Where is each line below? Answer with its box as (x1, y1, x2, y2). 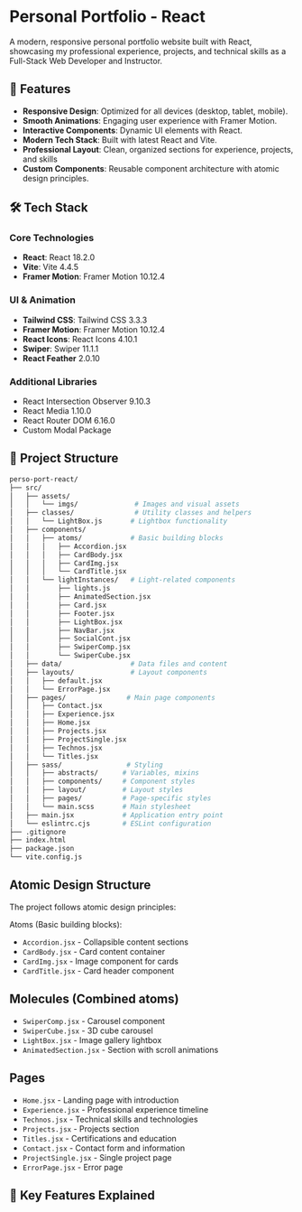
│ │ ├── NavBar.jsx (9, 626, 115, 635)
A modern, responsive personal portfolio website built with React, (9, 36, 252, 47)
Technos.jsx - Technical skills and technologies (22, 1114, 198, 1124)
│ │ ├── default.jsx (9, 676, 103, 685)
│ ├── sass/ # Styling (9, 760, 164, 769)
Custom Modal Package (22, 424, 112, 435)
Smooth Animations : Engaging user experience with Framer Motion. (22, 115, 278, 126)
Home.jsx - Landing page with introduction (22, 1095, 179, 1105)
